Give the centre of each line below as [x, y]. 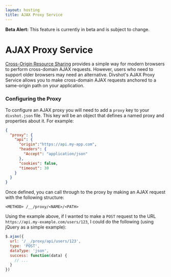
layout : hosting [22, 10]
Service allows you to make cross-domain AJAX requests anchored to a [81, 80]
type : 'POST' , [25, 246]
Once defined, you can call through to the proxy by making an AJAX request [86, 192]
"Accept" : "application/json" [56, 154]
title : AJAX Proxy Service [34, 15]
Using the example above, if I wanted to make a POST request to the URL [81, 216]
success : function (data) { [39, 256]
